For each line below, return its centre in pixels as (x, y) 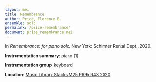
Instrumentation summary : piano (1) (42, 56)
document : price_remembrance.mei (39, 32)
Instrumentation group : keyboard (39, 65)
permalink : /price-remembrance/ (38, 28)
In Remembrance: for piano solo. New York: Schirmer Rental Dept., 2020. (78, 46)
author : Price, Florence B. (34, 19)
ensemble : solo (20, 23)
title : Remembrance (25, 14)
